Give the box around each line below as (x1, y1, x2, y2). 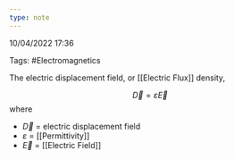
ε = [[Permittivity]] (21, 130, 90, 141)
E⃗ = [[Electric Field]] (21, 139, 102, 150)
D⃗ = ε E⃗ (132, 89, 168, 100)
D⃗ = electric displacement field (21, 121, 141, 131)
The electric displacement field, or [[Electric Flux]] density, (9, 72, 226, 83)
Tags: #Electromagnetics (9, 54, 101, 65)
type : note (9, 13, 50, 22)
